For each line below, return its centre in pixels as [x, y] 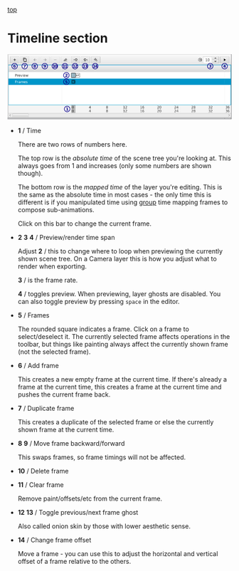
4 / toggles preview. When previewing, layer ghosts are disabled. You [119, 293]
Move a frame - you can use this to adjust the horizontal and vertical [118, 553]
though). [30, 173]
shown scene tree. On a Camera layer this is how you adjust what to [117, 258]
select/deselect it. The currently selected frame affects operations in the [124, 336]
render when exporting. [52, 266]
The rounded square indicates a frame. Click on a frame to [103, 329]
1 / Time [29, 130]
